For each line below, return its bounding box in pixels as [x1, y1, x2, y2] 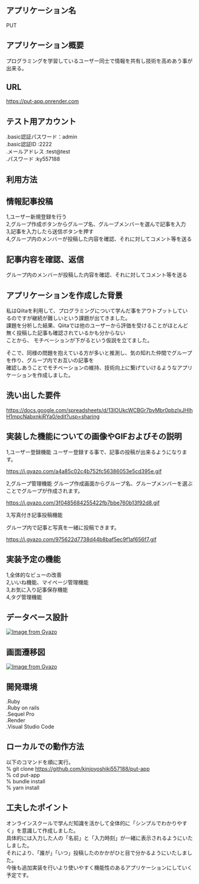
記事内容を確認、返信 [6, 254, 84, 265]
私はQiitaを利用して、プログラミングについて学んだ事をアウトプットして [6, 307, 183, 314]
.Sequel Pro [6, 710, 34, 718]
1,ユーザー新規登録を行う [6, 213, 67, 220]
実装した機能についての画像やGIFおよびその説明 [6, 432, 182, 442]
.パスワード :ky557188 [6, 156, 60, 163]
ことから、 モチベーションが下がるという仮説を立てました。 [6, 337, 153, 344]
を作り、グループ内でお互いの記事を [6, 357, 94, 364]
